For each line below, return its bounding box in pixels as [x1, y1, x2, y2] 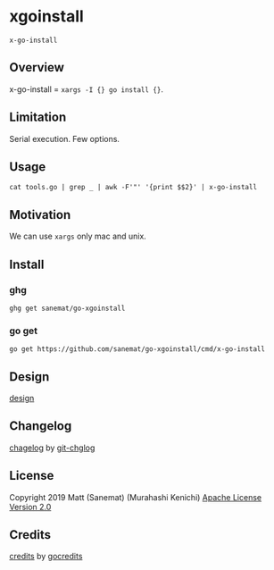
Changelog [9, 418, 72, 434]
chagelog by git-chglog [9, 442, 95, 453]
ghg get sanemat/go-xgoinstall [9, 304, 126, 313]
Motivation [9, 207, 71, 222]
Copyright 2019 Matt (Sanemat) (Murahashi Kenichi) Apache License [9, 491, 262, 502]
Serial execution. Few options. [9, 133, 120, 144]
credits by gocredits [9, 551, 83, 562]
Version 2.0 [9, 501, 52, 512]
